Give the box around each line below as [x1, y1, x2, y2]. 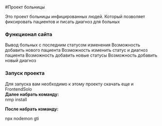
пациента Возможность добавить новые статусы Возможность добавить [5, 52, 158, 58]
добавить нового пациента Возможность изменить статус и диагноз [5, 47, 148, 53]
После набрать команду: [5, 106, 59, 112]
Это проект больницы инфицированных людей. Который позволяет [5, 14, 145, 19]
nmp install [5, 96, 27, 102]
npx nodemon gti [5, 115, 39, 121]
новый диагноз [5, 58, 36, 63]
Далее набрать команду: [5, 91, 59, 97]
